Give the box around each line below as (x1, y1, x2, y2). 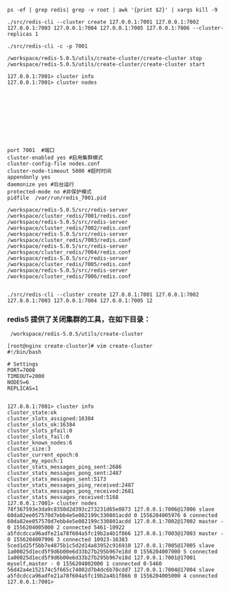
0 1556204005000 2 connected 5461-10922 (7, 524, 126, 532)
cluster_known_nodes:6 (7, 440, 73, 447)
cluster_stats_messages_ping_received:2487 (7, 482, 135, 489)
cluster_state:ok (7, 409, 57, 416)
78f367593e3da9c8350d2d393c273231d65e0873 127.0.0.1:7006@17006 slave (7, 506, 215, 513)
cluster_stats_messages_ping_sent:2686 (7, 464, 122, 471)
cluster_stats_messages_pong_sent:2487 (7, 470, 122, 477)
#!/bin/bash (7, 349, 41, 356)
